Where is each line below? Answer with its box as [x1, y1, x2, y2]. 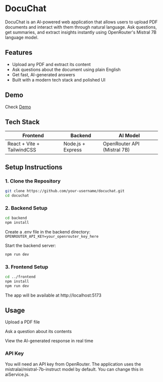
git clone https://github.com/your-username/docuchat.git [5, 189, 125, 194]
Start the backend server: [5, 242, 56, 248]
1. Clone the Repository [5, 178, 61, 184]
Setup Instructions [5, 163, 63, 171]
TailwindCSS [7, 147, 36, 153]
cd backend [5, 216, 27, 221]
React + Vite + [7, 140, 40, 147]
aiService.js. [5, 371, 30, 377]
